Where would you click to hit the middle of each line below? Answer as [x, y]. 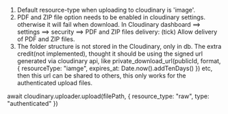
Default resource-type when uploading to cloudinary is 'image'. [106, 10]
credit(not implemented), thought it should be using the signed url [110, 54]
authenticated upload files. [55, 83]
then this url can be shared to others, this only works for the [101, 76]
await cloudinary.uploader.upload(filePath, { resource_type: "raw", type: [109, 96]
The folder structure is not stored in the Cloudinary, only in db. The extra [119, 46]
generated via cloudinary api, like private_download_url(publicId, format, [119, 61]
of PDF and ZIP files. [46, 39]
